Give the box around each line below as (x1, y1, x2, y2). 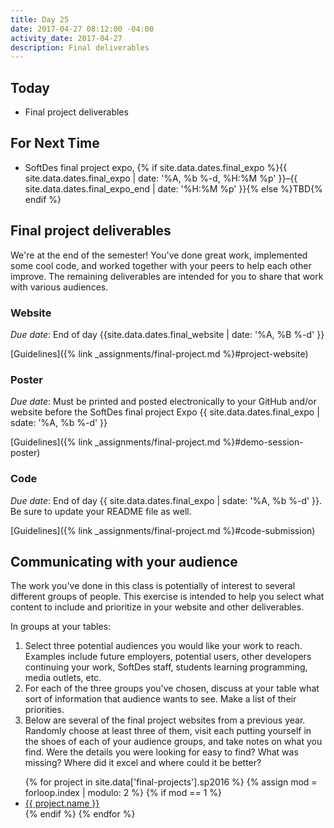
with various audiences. (10, 281, 109, 293)
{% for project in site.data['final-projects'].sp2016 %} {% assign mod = (24, 776, 318, 788)
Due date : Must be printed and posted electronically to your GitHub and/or (10, 396, 317, 408)
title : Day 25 (10, 14, 70, 25)
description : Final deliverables (10, 42, 150, 53)
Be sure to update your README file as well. (10, 505, 192, 517)
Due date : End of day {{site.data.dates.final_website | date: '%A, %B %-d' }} (10, 328, 325, 340)
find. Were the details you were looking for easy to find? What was (24, 746, 299, 758)
